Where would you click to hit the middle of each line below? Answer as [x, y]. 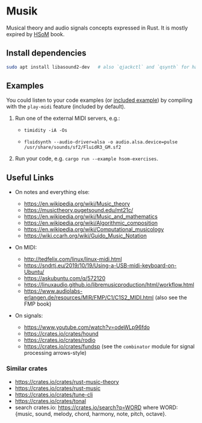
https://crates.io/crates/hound [61, 334]
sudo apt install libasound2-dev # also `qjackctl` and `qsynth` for [98, 67]
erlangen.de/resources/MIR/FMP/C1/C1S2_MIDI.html [89, 298]
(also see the [171, 298]
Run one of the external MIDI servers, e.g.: [67, 118]
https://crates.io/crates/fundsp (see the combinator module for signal [109, 346]
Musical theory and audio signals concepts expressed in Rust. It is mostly [97, 28]
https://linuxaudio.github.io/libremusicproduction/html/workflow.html [109, 285]
